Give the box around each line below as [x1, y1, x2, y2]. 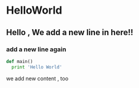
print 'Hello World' [11, 64, 62, 70]
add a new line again [6, 45, 67, 54]
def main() [6, 58, 33, 64]
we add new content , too [6, 75, 69, 82]
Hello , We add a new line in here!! [6, 27, 134, 37]
